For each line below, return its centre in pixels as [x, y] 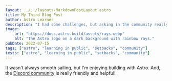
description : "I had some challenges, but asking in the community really [87, 24]
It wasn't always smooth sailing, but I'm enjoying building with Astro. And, [83, 68]
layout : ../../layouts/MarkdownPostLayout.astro [58, 10]
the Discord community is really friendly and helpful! [61, 73]
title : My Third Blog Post [34, 15]
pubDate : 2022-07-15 [27, 44]
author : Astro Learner [29, 19]
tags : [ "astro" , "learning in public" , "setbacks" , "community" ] [77, 48]
